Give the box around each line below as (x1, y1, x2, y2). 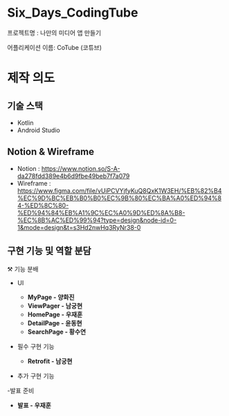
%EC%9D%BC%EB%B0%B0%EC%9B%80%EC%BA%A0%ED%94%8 (17, 194, 222, 202)
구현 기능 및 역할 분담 (7, 245, 91, 257)
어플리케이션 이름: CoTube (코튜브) (7, 43, 102, 51)
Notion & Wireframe (7, 146, 95, 158)
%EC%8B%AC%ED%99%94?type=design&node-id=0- (17, 216, 177, 224)
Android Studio (17, 126, 60, 134)
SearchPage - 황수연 (27, 327, 86, 336)
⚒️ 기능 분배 (7, 264, 39, 273)
